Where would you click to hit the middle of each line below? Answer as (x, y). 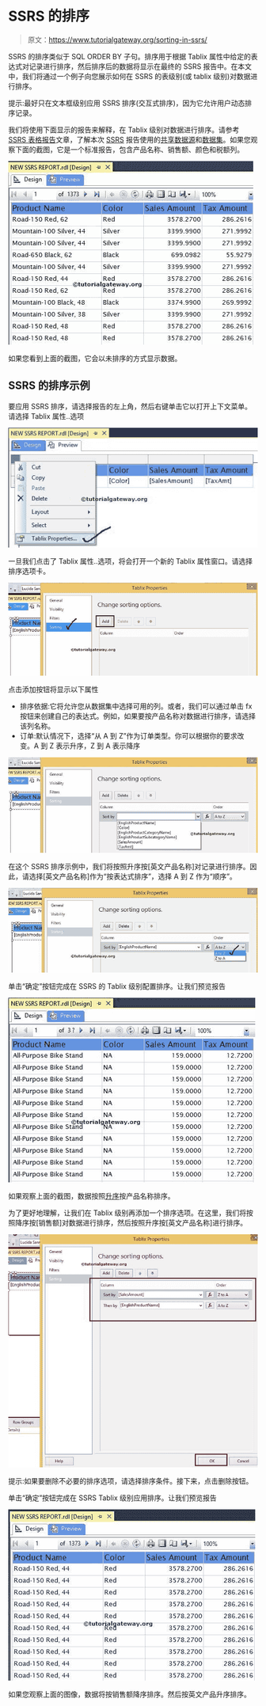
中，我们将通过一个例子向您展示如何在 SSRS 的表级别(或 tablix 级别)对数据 (129, 76)
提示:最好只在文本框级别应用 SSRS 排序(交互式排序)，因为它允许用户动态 (127, 103)
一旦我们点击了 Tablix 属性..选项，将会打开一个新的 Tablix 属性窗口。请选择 (131, 561)
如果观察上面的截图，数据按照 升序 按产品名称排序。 (91, 1196)
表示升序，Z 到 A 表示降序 (98, 746)
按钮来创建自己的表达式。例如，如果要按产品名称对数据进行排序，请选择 (137, 716)
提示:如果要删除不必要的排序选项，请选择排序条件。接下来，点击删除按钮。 (131, 1481)
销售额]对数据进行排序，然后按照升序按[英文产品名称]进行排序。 (143, 1223)
